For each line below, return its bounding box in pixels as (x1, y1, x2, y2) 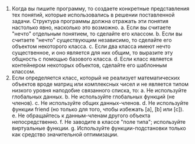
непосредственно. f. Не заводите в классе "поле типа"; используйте (11, 119, 186, 125)
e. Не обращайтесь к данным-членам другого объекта (11, 112, 151, 119)
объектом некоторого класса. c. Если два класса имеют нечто (11, 43, 171, 50)
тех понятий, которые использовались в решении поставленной (11, 11, 175, 18)
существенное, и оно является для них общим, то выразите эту (11, 49, 173, 56)
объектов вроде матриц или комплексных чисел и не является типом (11, 81, 189, 88)
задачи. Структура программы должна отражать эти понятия (11, 18, 169, 24)
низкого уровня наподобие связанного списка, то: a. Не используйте (11, 87, 187, 94)
